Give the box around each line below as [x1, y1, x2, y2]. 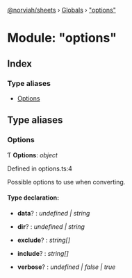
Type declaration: [7, 193, 60, 202]
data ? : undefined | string [17, 209, 90, 217]
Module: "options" [7, 31, 117, 46]
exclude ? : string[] [17, 236, 71, 244]
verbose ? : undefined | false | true [17, 263, 116, 271]
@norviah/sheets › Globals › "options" [7, 6, 116, 14]
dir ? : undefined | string [17, 222, 85, 231]
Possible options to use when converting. [7, 177, 126, 186]
